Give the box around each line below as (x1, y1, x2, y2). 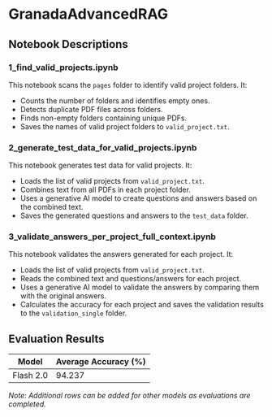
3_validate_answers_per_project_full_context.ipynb (8, 231, 217, 242)
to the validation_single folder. (19, 308, 127, 318)
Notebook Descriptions (8, 37, 128, 51)
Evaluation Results (8, 332, 105, 345)
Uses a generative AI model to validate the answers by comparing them (19, 282, 260, 293)
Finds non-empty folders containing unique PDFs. (19, 113, 188, 123)
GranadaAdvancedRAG (8, 5, 169, 24)
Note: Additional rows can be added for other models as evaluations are (8, 391, 251, 401)
